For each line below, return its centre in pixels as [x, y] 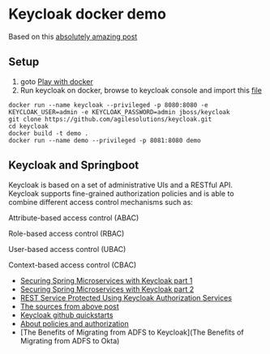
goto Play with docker [56, 81]
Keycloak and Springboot [74, 166]
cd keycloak [28, 126]
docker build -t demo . [49, 133]
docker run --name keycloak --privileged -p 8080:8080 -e [108, 105]
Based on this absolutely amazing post [73, 36]
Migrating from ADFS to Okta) [70, 340]
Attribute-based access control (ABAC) [74, 218]
